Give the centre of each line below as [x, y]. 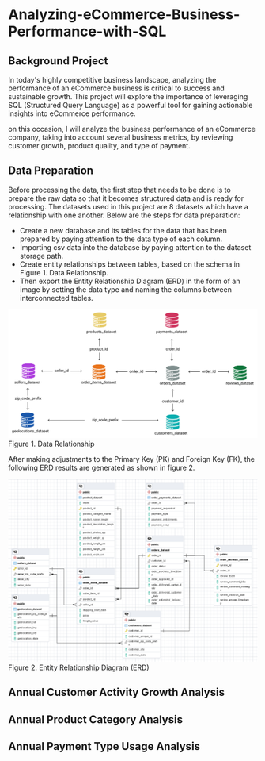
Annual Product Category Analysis [96, 719]
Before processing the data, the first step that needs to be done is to [119, 190]
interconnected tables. [56, 298]
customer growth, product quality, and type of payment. [100, 146]
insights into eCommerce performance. [72, 113]
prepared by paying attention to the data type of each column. [121, 239]
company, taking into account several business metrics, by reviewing [121, 137]
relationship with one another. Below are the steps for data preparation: [124, 215]
